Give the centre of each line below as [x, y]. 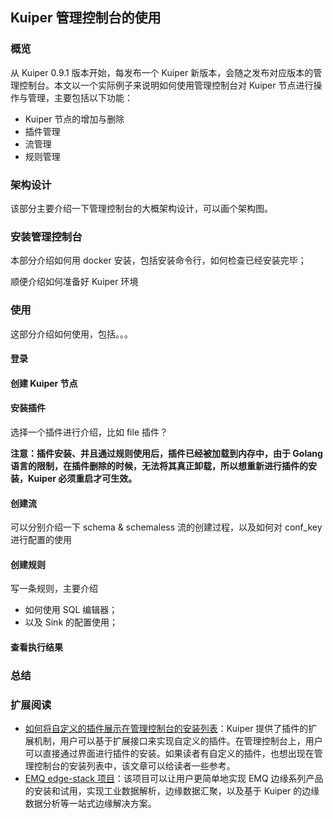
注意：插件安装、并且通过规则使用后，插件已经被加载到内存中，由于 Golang [166, 453]
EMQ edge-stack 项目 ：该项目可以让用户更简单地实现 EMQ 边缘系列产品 [174, 779]
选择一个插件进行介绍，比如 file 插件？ [89, 432]
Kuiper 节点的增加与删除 [74, 119]
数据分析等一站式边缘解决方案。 [90, 804]
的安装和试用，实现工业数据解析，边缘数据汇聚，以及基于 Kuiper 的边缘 [172, 791]
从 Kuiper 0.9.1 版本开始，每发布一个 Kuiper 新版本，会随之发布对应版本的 [162, 72]
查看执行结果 [36, 647]
